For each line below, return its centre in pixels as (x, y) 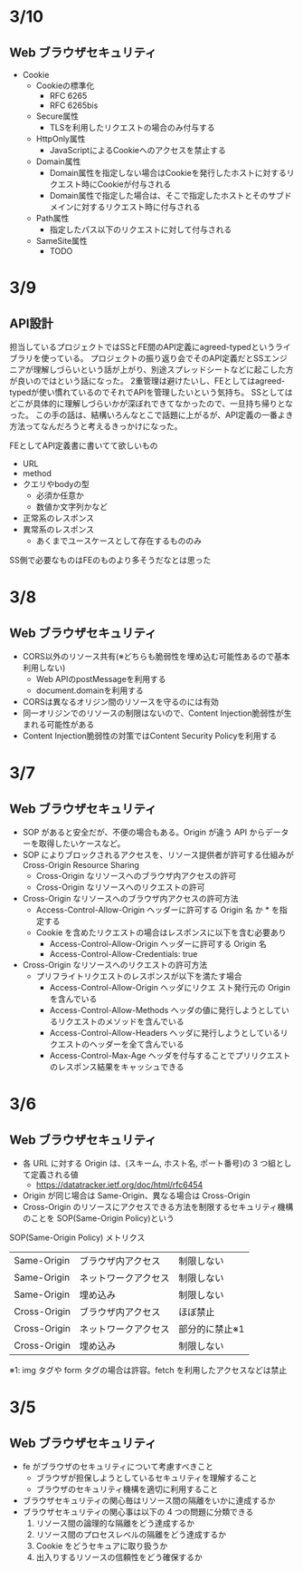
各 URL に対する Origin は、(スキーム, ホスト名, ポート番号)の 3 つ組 (149, 1163)
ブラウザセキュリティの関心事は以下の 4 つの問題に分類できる (138, 1512)
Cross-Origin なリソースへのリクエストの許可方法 (115, 965)
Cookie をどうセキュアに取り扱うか (102, 1546)
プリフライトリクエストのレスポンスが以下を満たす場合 (139, 976)
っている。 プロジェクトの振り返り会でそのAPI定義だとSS (156, 358)
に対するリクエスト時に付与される (137, 207)
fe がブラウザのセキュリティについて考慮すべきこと (118, 1466)
